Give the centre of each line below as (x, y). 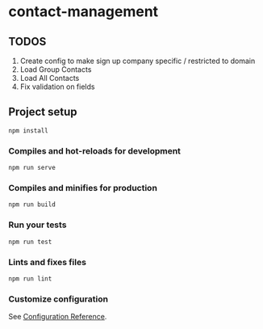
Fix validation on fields (57, 86)
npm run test (30, 242)
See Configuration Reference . (58, 317)
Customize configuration (58, 299)
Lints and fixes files (48, 262)
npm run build (32, 205)
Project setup (43, 112)
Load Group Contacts (56, 70)
